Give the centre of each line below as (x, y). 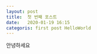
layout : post (22, 11)
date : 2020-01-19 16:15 (38, 22)
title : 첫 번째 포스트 (32, 17)
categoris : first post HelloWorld (49, 28)
